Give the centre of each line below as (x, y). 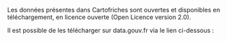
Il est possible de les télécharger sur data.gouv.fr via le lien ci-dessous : (111, 30)
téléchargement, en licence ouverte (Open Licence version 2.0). (99, 17)
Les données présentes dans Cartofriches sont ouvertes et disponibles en (114, 10)
